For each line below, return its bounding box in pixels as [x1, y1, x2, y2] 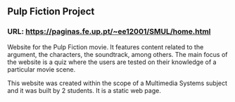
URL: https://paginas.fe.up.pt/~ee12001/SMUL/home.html [7, 27, 211, 37]
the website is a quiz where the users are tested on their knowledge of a [7, 58, 217, 66]
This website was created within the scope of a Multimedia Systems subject [7, 79, 227, 87]
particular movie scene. [7, 65, 76, 73]
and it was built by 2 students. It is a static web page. [7, 86, 162, 94]
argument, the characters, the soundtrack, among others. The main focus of [7, 50, 228, 58]
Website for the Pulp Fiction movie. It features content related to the [7, 42, 204, 51]
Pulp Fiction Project [7, 6, 95, 18]
